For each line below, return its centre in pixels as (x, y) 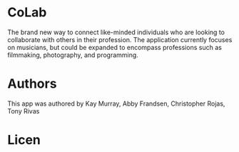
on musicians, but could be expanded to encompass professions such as (115, 47)
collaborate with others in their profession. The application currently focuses (120, 39)
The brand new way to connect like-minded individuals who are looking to (116, 32)
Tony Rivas (24, 111)
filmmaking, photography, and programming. (73, 55)
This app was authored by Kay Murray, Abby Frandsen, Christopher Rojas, (116, 103)
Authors (32, 84)
